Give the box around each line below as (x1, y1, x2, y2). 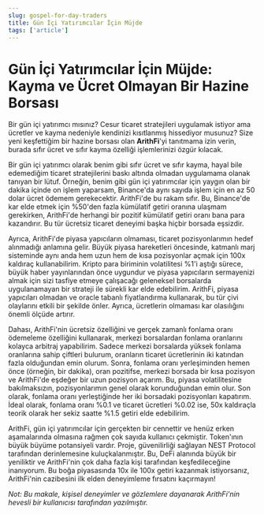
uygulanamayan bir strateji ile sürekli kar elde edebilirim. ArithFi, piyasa (8, 285, 239, 294)
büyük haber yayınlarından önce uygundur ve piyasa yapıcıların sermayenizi (8, 267, 255, 277)
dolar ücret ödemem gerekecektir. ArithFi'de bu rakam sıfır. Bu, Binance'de (8, 194, 251, 203)
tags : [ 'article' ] (8, 26, 69, 34)
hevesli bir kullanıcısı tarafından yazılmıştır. (8, 498, 148, 507)
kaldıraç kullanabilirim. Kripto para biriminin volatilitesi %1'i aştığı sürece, (8, 259, 244, 269)
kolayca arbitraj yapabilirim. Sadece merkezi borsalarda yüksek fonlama (8, 341, 242, 351)
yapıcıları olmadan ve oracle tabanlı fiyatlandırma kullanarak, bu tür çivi (8, 293, 239, 302)
